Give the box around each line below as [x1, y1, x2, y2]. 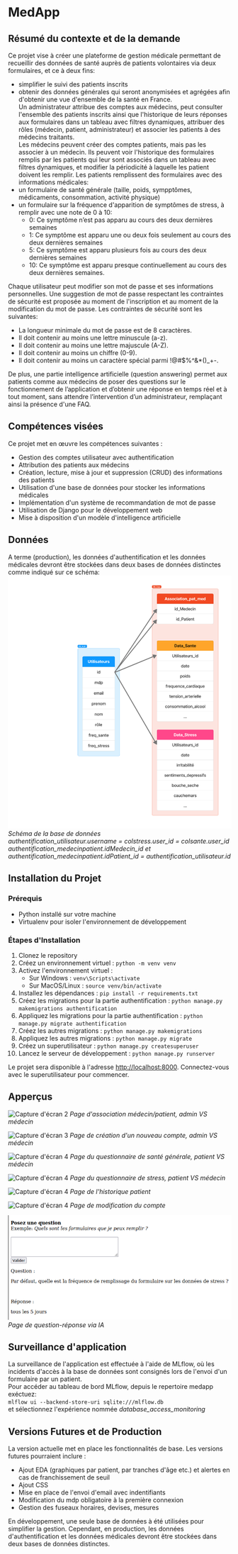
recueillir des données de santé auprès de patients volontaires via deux [8, 59, 217, 67]
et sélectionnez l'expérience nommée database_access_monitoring [8, 1405, 206, 1414]
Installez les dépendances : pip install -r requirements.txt [18, 988, 198, 997]
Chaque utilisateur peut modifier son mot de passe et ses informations [8, 282, 214, 291]
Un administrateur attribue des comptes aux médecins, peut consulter [18, 103, 223, 111]
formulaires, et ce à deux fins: [8, 67, 95, 74]
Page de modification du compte [69, 1201, 166, 1209]
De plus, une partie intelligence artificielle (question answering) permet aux [8, 370, 227, 378]
